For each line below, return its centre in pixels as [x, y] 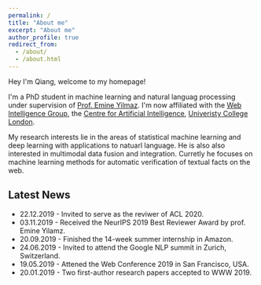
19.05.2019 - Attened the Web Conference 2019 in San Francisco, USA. [134, 264]
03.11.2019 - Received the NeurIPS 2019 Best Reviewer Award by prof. [132, 222]
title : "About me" [38, 23]
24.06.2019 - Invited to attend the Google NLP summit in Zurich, [123, 247]
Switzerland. [40, 255]
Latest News [39, 195]
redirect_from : [33, 45]
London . [22, 122]
